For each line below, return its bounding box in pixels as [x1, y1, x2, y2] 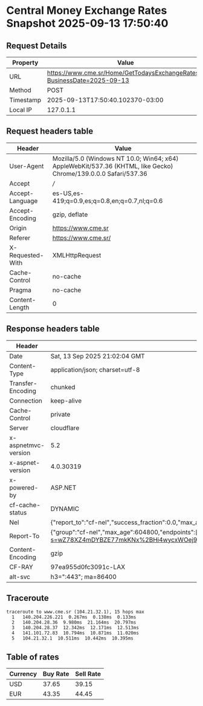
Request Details [6, 40, 68, 51]
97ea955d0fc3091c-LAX [50, 563, 126, 571]
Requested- [9, 251, 44, 259]
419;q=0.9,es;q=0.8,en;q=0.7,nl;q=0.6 [52, 196, 163, 205]
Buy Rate [42, 670, 69, 678]
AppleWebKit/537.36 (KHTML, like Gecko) [52, 161, 173, 170]
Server [9, 424, 28, 432]
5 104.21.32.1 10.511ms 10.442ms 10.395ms [11, 635, 134, 641]
